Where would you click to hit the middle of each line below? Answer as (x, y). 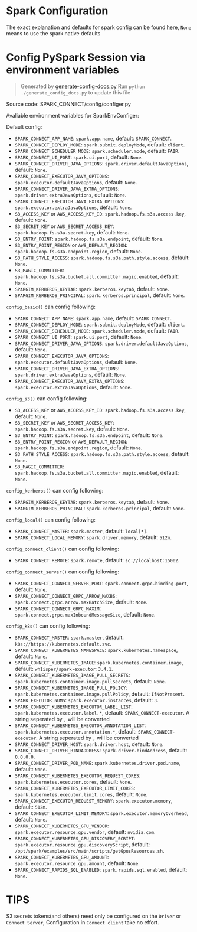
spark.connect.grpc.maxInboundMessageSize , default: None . (85, 614)
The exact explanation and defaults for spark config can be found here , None (99, 27)
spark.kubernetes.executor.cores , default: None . (73, 781)
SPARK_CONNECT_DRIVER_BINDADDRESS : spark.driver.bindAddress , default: (101, 750)
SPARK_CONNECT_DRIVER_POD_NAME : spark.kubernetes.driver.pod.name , (98, 762)
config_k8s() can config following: (48, 626)
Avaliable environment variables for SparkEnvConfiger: (73, 115)
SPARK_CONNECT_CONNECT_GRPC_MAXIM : (58, 608)
